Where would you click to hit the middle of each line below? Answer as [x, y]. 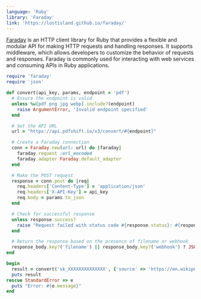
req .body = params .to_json [51, 198]
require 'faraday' [29, 76]
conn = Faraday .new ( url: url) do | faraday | [66, 148]
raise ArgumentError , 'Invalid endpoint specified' [83, 109]
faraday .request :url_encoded [55, 153]
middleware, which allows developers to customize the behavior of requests [100, 53]
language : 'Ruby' [28, 12]
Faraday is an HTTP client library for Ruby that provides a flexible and [92, 40]
